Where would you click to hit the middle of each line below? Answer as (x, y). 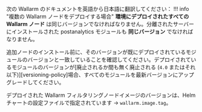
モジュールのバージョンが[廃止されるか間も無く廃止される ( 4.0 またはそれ (103, 67)
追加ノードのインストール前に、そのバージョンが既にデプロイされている (96, 52)
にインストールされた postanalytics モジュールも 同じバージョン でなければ (100, 31)
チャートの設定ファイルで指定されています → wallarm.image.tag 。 (89, 103)
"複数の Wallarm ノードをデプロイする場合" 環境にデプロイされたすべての (98, 16)
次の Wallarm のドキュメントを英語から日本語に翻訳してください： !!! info (98, 9)
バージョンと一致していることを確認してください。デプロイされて (109, 60)
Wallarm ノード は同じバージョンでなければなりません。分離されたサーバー (100, 24)
